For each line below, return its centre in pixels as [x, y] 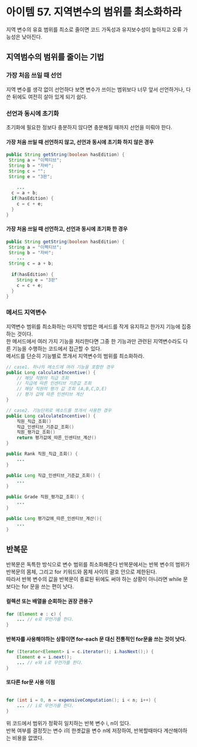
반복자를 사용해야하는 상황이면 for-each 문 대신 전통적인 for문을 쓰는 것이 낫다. [96, 639]
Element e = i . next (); [44, 657]
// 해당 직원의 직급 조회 [43, 378]
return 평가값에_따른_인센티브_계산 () [57, 438]
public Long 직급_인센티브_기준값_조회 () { [54, 475]
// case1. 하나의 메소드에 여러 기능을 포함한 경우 [60, 367]
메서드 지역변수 [26, 312]
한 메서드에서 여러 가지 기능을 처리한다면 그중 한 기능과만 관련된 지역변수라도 [94, 341]
